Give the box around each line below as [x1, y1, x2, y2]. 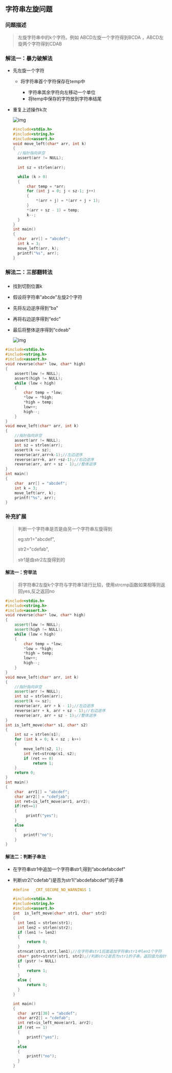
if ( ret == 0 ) [24, 756, 54, 761]
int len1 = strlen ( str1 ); [17, 920, 73, 926]
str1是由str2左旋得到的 [17, 556, 66, 562]
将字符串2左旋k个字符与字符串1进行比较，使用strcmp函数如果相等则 [17, 581, 161, 588]
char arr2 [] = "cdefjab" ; [14, 794, 70, 799]
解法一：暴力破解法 [5, 54, 53, 62]
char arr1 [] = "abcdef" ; [14, 789, 70, 795]
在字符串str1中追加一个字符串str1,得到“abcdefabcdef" [12, 866, 125, 872]
